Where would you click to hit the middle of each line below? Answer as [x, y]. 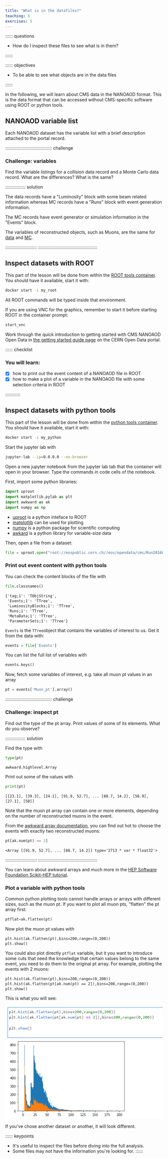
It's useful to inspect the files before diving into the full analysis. [78, 1145]
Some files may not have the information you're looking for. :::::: [78, 1151]
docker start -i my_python [33, 438]
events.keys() [20, 665]
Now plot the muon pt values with [40, 929]
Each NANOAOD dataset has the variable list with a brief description [75, 133]
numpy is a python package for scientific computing [66, 528]
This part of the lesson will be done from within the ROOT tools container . [81, 275]
